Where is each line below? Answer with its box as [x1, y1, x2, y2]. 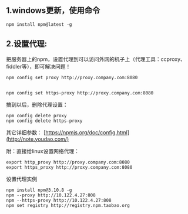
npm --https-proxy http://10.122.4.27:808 [6, 197, 112, 203]
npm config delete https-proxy [6, 118, 83, 124]
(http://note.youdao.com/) [6, 135, 69, 142]
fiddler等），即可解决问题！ [6, 63, 71, 70]
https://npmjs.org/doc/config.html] [45, 128, 130, 136]
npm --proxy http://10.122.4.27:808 [6, 192, 96, 198]
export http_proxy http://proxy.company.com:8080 [6, 159, 130, 165]
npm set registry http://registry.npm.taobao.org [6, 202, 130, 208]
